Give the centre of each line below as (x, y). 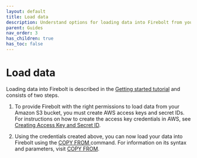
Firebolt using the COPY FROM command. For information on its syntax (100, 142)
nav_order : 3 (22, 33)
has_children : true (30, 38)
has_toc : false (25, 44)
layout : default (26, 11)
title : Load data (27, 17)
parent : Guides (25, 28)
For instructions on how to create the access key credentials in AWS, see (103, 119)
